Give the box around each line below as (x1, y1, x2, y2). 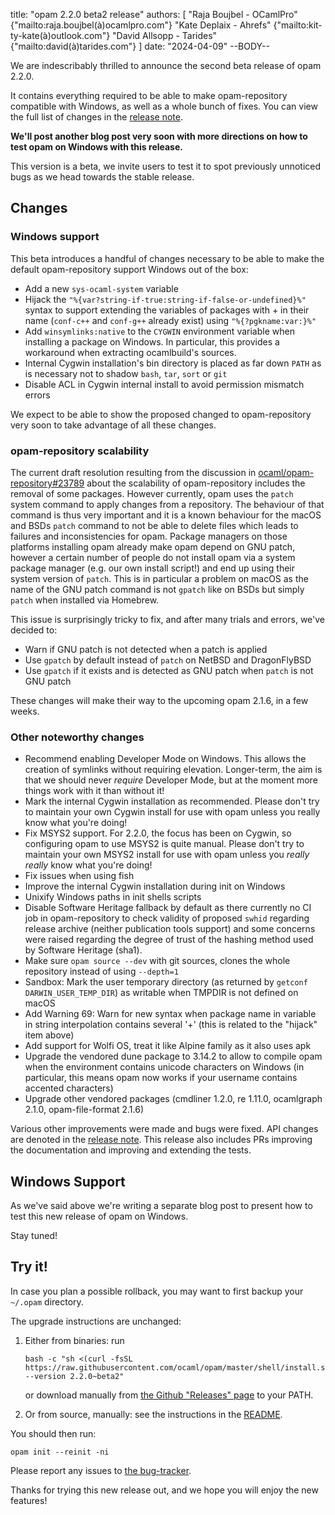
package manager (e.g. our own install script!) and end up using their (10, 562, 295, 574)
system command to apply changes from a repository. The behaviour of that (10, 498, 325, 510)
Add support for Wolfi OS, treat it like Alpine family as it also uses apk (24, 1040, 312, 1052)
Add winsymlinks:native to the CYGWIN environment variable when (24, 325, 295, 337)
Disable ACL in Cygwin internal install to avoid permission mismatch (24, 378, 305, 390)
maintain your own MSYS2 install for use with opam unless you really (24, 849, 310, 861)
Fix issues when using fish (24, 870, 135, 882)
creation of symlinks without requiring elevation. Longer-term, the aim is (24, 764, 323, 776)
